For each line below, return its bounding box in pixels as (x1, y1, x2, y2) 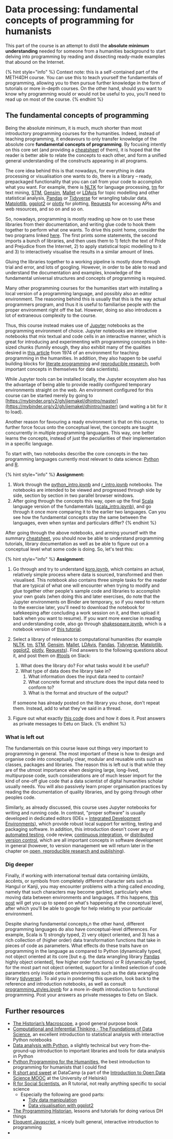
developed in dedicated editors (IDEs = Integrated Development (5, 815, 141, 822)
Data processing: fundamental (5, 4, 139, 15)
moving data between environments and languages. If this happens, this (5, 894, 159, 901)
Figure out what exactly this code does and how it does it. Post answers (12, 715, 166, 721)
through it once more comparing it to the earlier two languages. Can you (12, 508, 166, 515)
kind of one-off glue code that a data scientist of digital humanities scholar (5, 778, 164, 784)
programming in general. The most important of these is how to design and (5, 751, 165, 757)
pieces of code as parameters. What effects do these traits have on (5, 942, 148, 949)
